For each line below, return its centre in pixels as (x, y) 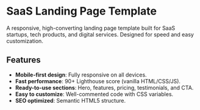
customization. (25, 41)
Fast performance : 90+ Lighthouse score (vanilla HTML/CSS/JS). (98, 81)
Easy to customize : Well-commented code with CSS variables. (94, 94)
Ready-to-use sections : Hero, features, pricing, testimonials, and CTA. (104, 88)
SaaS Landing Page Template (82, 11)
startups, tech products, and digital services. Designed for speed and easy (100, 34)
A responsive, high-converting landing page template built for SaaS (91, 28)
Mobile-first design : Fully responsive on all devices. (81, 75)
